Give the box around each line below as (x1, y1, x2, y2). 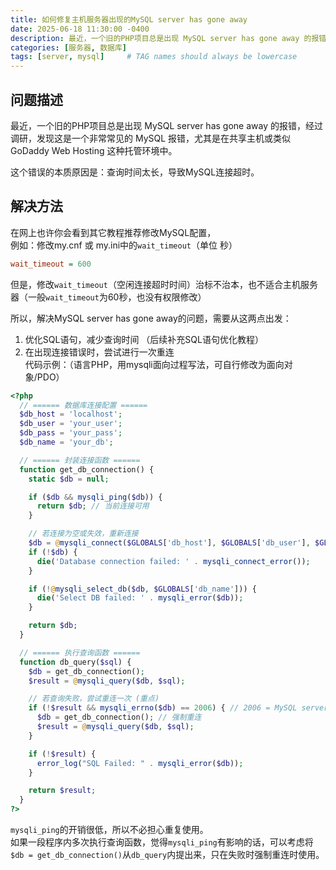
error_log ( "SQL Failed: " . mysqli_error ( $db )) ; (36, 758, 244, 768)
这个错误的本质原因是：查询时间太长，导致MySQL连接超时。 (10, 166, 260, 178)
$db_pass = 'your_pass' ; (19, 428, 123, 438)
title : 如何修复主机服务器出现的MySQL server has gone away (10, 14, 248, 25)
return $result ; (28, 786, 97, 796)
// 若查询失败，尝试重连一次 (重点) (28, 694, 160, 704)
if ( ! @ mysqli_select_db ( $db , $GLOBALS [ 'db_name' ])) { (28, 584, 257, 594)
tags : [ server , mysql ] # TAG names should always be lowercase (10, 52, 298, 62)
